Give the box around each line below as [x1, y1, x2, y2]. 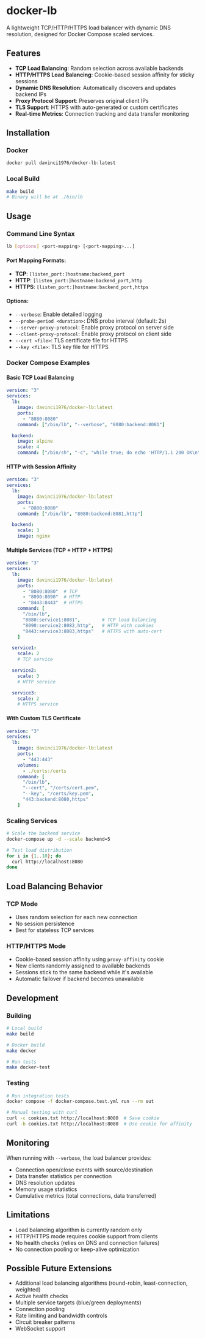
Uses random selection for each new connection [15, 914, 138, 921]
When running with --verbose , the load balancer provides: [6, 1154, 152, 1161]
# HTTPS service [17, 701, 59, 707]
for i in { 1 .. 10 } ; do [6, 852, 62, 859]
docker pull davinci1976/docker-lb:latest [6, 160, 116, 166]
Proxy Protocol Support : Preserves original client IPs [15, 97, 149, 104]
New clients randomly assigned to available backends [15, 962, 151, 969]
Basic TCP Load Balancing [6, 374, 74, 381]
